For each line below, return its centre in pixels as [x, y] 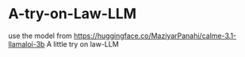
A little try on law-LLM [82, 44]
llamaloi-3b [27, 44]
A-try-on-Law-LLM [73, 14]
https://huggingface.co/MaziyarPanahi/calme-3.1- [155, 36]
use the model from [40, 36]
